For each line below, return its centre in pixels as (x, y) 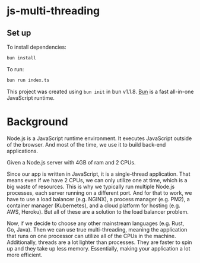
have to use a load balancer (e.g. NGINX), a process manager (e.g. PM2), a (99, 199)
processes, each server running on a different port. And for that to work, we (99, 193)
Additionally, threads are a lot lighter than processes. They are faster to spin (99, 242)
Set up (19, 33)
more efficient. (25, 255)
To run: (15, 69)
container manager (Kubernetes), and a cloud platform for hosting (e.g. (93, 205)
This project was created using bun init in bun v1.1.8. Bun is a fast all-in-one (100, 91)
